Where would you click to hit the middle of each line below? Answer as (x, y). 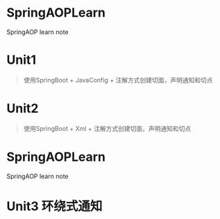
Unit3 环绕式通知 (54, 206)
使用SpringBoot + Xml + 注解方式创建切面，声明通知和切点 (107, 128)
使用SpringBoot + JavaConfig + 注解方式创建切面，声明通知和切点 (118, 80)
